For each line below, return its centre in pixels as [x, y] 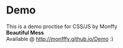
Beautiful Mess [25, 32]
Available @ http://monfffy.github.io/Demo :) [60, 39]
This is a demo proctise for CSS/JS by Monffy [62, 26]
